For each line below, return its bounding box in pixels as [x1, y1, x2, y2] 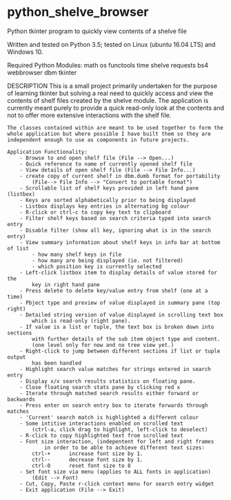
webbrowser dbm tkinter [7, 68, 77, 77]
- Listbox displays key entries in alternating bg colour [19, 203, 190, 210]
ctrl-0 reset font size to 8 [32, 462, 131, 469]
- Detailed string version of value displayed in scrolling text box [19, 311, 224, 318]
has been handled [32, 359, 81, 366]
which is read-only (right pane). [32, 317, 131, 324]
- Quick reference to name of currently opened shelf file [19, 160, 193, 168]
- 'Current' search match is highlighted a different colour [19, 414, 199, 421]
